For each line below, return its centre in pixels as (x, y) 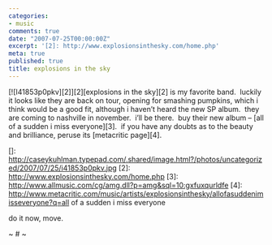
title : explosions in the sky (60, 69)
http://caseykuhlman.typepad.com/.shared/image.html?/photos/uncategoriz (135, 159)
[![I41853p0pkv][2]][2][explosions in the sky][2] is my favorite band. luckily (135, 92)
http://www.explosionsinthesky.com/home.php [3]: (93, 176)
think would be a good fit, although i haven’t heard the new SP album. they (134, 109)
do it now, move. (36, 218)
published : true (36, 62)
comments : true (34, 31)
